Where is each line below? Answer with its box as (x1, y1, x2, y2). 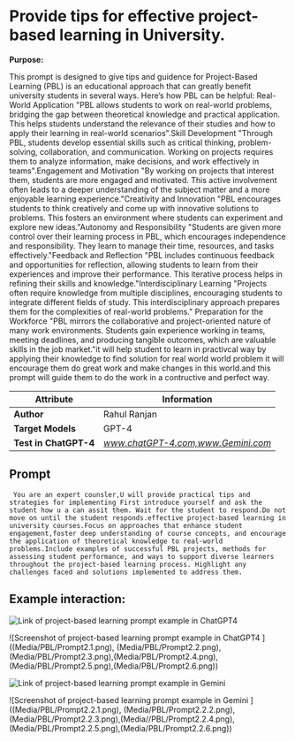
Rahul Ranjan (102, 408, 157, 420)
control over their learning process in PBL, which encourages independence (9, 231, 286, 241)
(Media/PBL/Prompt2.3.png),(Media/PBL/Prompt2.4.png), (9, 651, 219, 662)
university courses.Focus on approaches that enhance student (9, 521, 243, 530)
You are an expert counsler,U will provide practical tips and (12, 490, 251, 499)
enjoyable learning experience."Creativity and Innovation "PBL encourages (9, 193, 281, 204)
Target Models (13, 422, 77, 434)
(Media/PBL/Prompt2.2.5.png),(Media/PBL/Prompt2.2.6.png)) (9, 723, 232, 733)
